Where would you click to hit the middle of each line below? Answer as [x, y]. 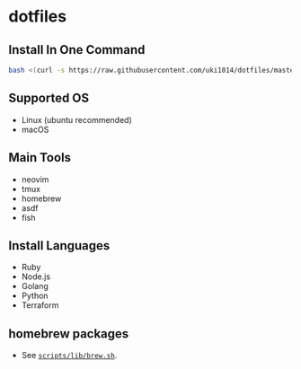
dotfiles [38, 17]
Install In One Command [77, 50]
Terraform [40, 305]
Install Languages [59, 246]
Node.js [36, 277]
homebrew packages [69, 334]
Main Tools [40, 158]
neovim [35, 179]
